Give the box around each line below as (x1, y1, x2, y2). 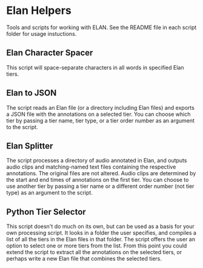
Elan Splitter (6, 141, 53, 151)
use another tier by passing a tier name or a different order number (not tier (6, 183, 195, 190)
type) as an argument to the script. (6, 189, 93, 196)
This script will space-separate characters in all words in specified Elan (6, 64, 184, 71)
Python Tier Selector (6, 207, 86, 217)
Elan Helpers (6, 4, 72, 18)
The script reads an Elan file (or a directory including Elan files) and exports (6, 104, 195, 111)
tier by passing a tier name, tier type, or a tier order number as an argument (6, 116, 195, 124)
